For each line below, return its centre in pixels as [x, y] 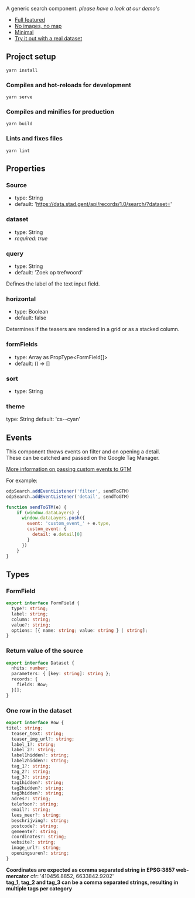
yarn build [19, 124]
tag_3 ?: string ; [31, 777]
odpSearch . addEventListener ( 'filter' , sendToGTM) [68, 491]
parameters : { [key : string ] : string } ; [61, 674]
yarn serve [19, 97]
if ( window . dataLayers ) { [48, 512]
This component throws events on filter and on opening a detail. [83, 451]
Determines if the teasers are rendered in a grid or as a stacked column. [93, 329]
